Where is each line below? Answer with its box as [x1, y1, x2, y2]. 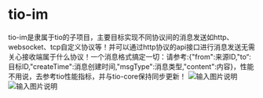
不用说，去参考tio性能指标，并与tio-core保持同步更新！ [8, 71, 187, 81]
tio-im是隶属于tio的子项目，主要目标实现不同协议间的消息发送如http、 [8, 32, 234, 42]
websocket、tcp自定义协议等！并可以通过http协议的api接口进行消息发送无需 [8, 42, 255, 52]
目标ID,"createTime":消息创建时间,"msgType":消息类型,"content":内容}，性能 [8, 61, 254, 71]
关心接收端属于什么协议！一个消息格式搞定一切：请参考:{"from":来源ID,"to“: [8, 52, 251, 61]
